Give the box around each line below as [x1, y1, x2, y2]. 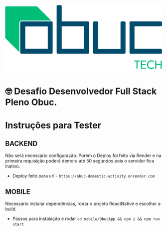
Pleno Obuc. [5, 96, 57, 108]
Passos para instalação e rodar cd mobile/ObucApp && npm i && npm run [12, 215, 160, 222]
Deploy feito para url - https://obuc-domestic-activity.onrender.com [12, 173, 155, 179]
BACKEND [5, 139, 38, 148]
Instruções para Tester [5, 119, 101, 131]
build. [5, 206, 17, 212]
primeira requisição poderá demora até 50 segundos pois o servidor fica [5, 158, 155, 164]
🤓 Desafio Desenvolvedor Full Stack [5, 85, 157, 97]
